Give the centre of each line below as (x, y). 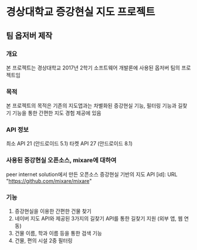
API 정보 (18, 130)
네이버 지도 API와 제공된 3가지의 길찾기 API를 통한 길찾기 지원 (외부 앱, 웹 (98, 219)
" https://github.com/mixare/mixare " (49, 181)
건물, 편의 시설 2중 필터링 (43, 241)
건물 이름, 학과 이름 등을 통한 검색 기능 (58, 234)
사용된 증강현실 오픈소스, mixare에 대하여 (61, 161)
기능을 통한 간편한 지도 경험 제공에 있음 (57, 113)
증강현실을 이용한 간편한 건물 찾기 (53, 211)
